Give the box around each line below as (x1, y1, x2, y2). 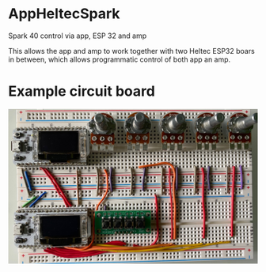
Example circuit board (8, 82, 156, 100)
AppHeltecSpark (8, 5, 120, 23)
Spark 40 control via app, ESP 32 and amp (8, 31, 147, 40)
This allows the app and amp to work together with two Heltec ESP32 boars (8, 46, 255, 55)
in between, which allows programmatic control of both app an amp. (8, 55, 231, 64)
